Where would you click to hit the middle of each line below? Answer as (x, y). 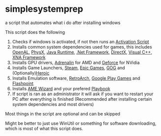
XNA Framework (29, 57)
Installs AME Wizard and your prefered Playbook (61, 88)
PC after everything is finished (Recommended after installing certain (82, 99)
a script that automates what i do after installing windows (63, 23)
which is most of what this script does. (44, 128)
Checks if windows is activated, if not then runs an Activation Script (80, 41)
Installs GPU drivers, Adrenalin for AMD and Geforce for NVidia (76, 62)
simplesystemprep (44, 9)
